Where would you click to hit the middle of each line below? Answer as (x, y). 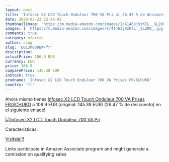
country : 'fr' (20, 85)
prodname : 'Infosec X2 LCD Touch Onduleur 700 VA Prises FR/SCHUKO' (78, 80)
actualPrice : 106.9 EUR (30, 57)
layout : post (19, 10)
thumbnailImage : (22, 24)
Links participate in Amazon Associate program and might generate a (77, 148)
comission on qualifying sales (36, 154)
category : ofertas (24, 38)
